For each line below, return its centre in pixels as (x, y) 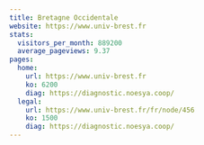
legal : (30, 101)
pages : (22, 59)
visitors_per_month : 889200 (70, 43)
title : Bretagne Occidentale (64, 18)
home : (28, 68)
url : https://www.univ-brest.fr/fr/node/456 (110, 110)
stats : (22, 34)
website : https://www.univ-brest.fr (78, 26)
